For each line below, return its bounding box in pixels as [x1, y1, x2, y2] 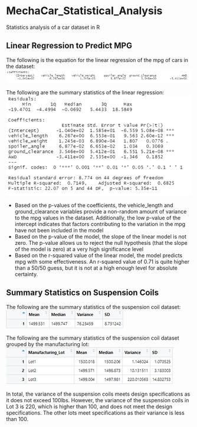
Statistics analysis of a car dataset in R [6, 24, 100, 31]
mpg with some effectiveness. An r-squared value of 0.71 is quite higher [14, 258, 190, 265]
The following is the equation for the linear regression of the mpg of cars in [6, 56, 189, 63]
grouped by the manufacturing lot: [6, 340, 90, 347]
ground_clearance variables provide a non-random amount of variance [14, 208, 187, 215]
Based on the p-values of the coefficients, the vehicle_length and [14, 202, 173, 209]
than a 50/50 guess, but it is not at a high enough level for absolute [14, 264, 178, 271]
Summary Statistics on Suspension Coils [6, 288, 159, 298]
